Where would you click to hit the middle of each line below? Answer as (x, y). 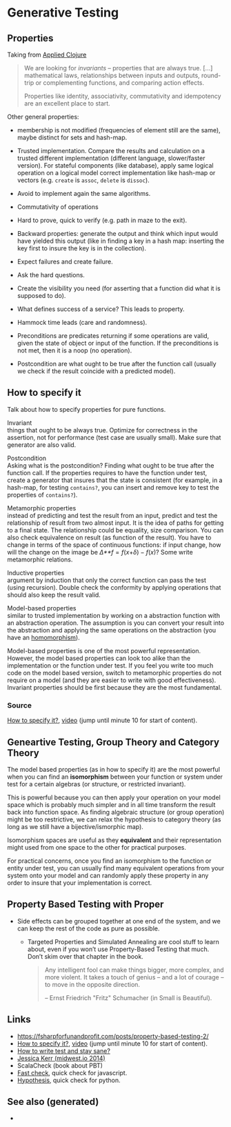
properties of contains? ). (42, 495)
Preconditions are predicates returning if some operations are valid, (113, 336)
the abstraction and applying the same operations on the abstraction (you (112, 630)
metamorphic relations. (40, 559)
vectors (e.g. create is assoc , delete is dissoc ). (83, 180)
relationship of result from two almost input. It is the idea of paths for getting (115, 523)
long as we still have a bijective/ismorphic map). (75, 826)
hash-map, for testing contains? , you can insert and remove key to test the (113, 487)
